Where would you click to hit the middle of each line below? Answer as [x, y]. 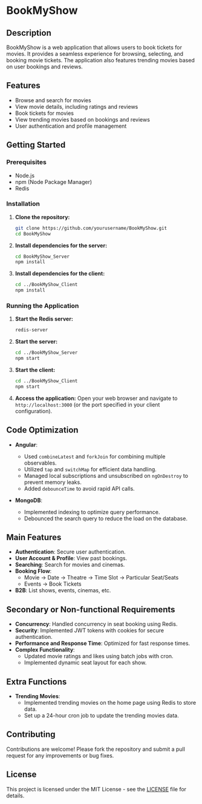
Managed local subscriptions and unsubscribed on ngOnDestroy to [106, 476]
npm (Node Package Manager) [54, 181]
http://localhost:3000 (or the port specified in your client [87, 404]
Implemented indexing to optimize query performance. [92, 512]
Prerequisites [26, 162]
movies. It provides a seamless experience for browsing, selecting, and [95, 54]
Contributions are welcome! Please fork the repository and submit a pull [96, 749]
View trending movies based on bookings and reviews [82, 119]
